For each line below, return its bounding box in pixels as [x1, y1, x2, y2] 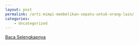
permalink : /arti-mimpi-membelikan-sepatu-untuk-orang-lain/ [5, 12, 135, 17]
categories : [5, 16, 30, 21]
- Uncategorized [14, 21, 48, 26]
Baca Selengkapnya [5, 34, 46, 40]
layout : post [5, 7, 32, 12]
